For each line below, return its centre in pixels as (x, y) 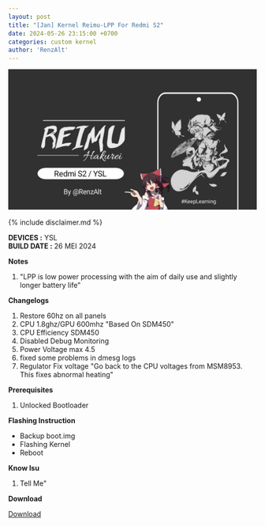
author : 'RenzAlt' (38, 50)
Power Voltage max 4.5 (57, 349)
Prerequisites (31, 390)
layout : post (30, 17)
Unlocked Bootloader (54, 405)
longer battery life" (50, 285)
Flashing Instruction (42, 420)
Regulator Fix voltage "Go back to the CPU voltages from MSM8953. (131, 366)
